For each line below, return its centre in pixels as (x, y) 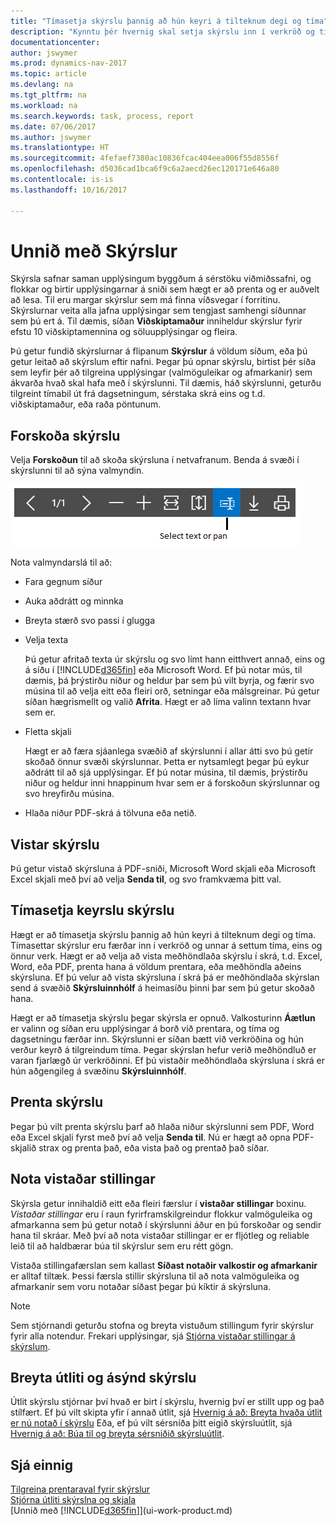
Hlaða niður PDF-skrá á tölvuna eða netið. (110, 813)
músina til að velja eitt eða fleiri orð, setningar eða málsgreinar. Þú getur (172, 691)
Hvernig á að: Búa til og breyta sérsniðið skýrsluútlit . (117, 1434)
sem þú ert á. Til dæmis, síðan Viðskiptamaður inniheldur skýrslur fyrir (156, 321)
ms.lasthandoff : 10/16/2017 (69, 190)
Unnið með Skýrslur (94, 251)
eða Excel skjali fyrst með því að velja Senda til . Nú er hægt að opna (150, 1137)
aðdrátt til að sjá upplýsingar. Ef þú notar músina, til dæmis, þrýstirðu (166, 772)
